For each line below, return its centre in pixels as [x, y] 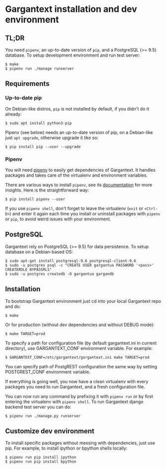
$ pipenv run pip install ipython [41, 458]
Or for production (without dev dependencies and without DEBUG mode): [80, 325]
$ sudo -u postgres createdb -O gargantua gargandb [59, 274]
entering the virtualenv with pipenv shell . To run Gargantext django [74, 402]
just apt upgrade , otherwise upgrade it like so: [52, 137]
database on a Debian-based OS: [39, 252]
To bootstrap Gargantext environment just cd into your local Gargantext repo [83, 301]
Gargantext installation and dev [71, 9]
